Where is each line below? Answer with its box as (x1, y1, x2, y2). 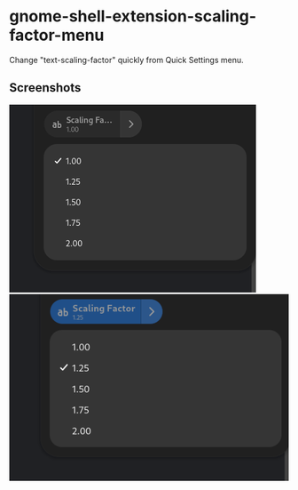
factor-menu (9, 25, 105, 45)
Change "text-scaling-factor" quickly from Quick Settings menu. (9, 54, 244, 65)
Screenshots (9, 80, 82, 95)
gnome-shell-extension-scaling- (9, 6, 257, 27)
